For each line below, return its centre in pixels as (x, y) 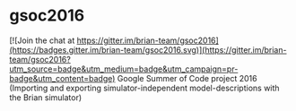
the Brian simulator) (46, 97)
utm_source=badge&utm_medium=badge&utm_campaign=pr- (124, 69)
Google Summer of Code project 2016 (187, 78)
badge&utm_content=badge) (62, 78)
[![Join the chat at (42, 40)
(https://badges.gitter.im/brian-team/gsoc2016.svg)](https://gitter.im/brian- (148, 49)
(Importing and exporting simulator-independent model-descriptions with (144, 88)
